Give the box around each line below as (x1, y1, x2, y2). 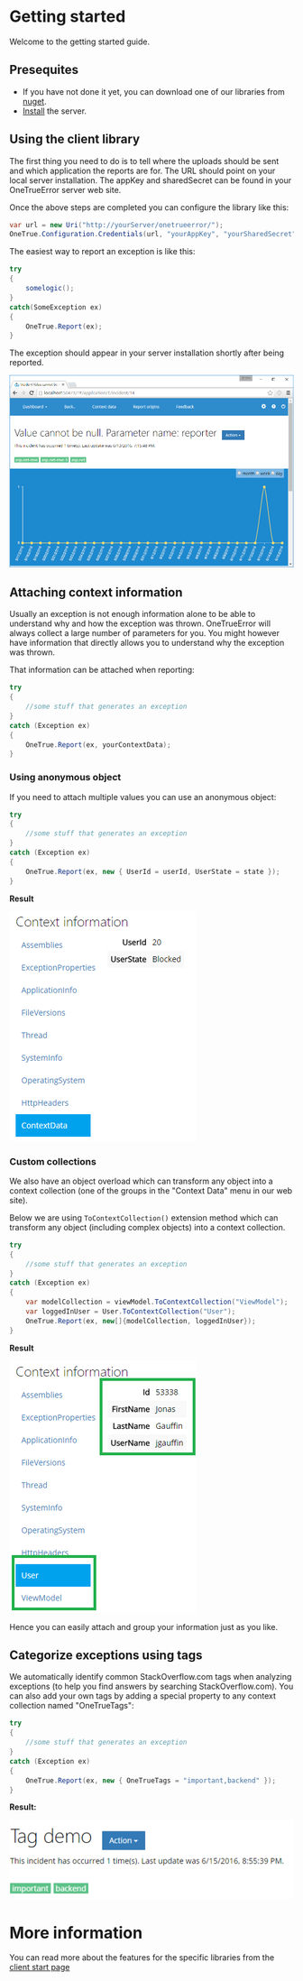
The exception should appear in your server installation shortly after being (9, 347, 285, 358)
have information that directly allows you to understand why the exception (9, 638, 285, 649)
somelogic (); (25, 284, 75, 293)
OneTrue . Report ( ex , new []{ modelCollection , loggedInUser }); (25, 1316, 256, 1325)
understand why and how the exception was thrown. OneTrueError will (9, 618, 271, 629)
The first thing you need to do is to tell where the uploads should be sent (9, 155, 280, 166)
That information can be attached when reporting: (9, 665, 196, 676)
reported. (9, 357, 44, 368)
